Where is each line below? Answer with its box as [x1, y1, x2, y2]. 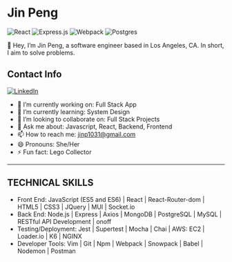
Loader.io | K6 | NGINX [17, 232, 83, 240]
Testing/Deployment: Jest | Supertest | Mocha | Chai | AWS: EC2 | [17, 225, 205, 233]
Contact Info [7, 68, 62, 80]
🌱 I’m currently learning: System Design [17, 107, 130, 115]
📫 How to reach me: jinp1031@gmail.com [17, 130, 136, 138]
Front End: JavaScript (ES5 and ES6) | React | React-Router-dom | [17, 195, 205, 203]
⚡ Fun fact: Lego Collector [17, 147, 92, 156]
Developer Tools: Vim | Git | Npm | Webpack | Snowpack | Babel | [17, 239, 204, 247]
